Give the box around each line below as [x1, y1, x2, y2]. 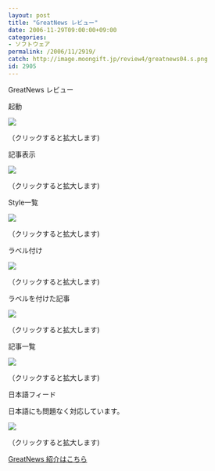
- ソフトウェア [8, 41, 51, 49]
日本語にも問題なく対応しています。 [8, 406, 124, 415]
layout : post [8, 11, 51, 20]
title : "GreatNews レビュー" [8, 19, 99, 27]
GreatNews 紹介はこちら [8, 454, 88, 463]
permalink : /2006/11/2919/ [8, 48, 96, 56]
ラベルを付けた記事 [8, 293, 70, 303]
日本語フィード [8, 389, 56, 399]
